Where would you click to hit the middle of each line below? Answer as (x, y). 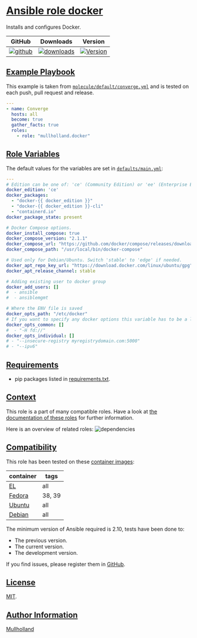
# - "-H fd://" (26, 330)
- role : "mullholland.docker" (54, 136)
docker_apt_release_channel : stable (51, 271)
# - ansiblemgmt (27, 298)
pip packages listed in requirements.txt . (62, 379)
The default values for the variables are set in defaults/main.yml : (84, 168)
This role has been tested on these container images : (70, 462)
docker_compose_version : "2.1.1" (47, 238)
